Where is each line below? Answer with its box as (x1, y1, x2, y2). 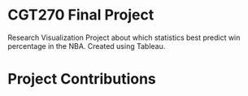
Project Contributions (7, 70, 156, 89)
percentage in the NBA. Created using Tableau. (7, 41, 166, 50)
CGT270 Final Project (7, 6, 154, 24)
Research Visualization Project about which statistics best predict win (7, 33, 241, 42)
